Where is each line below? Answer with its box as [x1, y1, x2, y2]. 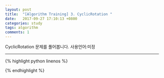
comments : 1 [5, 30, 29, 35]
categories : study [5, 20, 42, 26]
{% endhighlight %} [5, 68, 45, 73]
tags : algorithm [5, 25, 38, 30]
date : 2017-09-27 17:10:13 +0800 [5, 16, 78, 21]
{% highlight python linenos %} [5, 58, 68, 64]
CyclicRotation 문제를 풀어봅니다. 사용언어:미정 [5, 44, 96, 49]
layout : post [5, 7, 32, 12]
